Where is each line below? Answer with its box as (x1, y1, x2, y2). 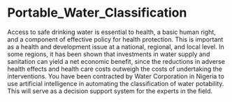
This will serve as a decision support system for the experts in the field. (7, 87, 213, 95)
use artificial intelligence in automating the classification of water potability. (7, 79, 224, 87)
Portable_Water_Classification (7, 5, 187, 21)
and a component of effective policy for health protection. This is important (7, 35, 224, 43)
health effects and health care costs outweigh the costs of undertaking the (7, 65, 222, 73)
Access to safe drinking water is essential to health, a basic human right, (7, 28, 217, 36)
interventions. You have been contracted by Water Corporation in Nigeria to (7, 71, 225, 80)
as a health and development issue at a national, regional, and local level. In (7, 42, 225, 51)
